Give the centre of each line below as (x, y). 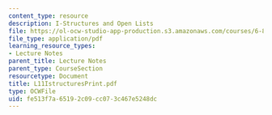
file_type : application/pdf (56, 38)
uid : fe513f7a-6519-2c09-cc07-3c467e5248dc (83, 99)
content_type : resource (49, 16)
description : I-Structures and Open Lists (81, 23)
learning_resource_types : (52, 46)
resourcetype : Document (49, 76)
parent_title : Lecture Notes (57, 62)
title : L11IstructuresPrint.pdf (63, 83)
